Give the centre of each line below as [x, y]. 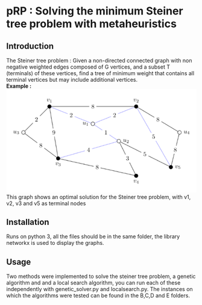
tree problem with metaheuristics [91, 24]
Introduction [30, 46]
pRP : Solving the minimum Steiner [95, 11]
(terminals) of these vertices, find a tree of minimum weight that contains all [100, 73]
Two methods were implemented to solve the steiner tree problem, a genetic [101, 276]
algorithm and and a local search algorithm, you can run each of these [93, 283]
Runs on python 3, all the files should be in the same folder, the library [93, 236]
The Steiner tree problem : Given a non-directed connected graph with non [99, 60]
